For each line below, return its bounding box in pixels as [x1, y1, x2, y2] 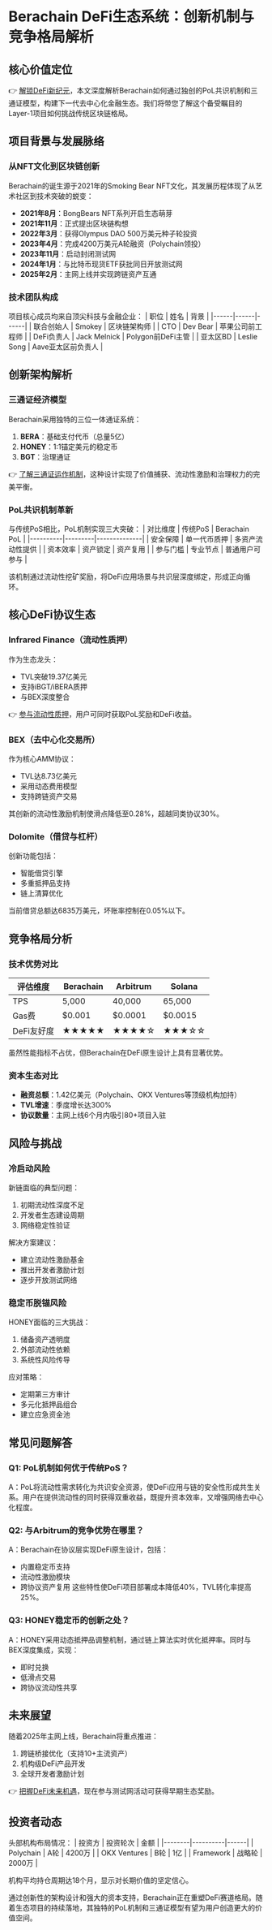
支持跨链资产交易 [19, 791, 78, 801]
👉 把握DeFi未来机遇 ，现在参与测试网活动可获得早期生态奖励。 [8, 1786, 219, 1796]
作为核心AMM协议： [8, 753, 76, 763]
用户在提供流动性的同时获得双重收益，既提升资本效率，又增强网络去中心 [22, 1492, 264, 1502]
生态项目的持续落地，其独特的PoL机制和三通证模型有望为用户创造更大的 [15, 1903, 256, 1913]
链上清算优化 [19, 888, 63, 898]
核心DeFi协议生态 [8, 608, 96, 622]
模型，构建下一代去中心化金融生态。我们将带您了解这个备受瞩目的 [22, 98, 243, 108]
